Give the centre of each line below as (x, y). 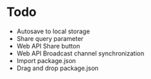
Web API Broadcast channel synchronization (80, 53)
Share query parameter (50, 38)
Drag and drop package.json (57, 68)
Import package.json (46, 60)
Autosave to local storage (53, 31)
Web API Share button (48, 46)
